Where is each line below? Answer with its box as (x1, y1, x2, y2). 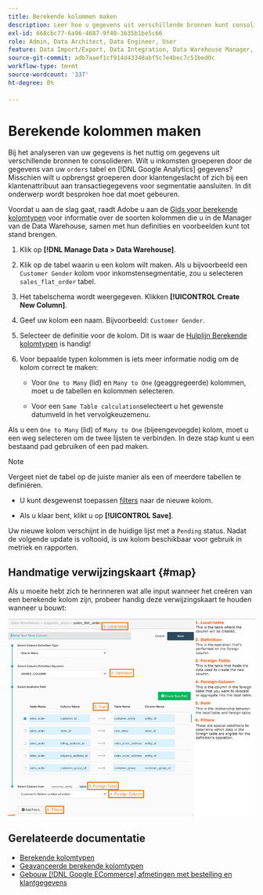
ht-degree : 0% (8, 79, 55, 86)
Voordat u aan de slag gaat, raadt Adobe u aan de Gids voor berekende (8, 205, 238, 214)
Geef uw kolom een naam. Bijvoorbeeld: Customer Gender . (19, 316, 205, 325)
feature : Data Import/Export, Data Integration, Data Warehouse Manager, (8, 46, 254, 54)
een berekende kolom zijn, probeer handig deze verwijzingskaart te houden (8, 595, 252, 605)
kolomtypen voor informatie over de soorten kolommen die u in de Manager (8, 213, 252, 223)
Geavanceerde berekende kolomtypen (19, 860, 144, 871)
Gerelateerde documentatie (8, 832, 146, 846)
